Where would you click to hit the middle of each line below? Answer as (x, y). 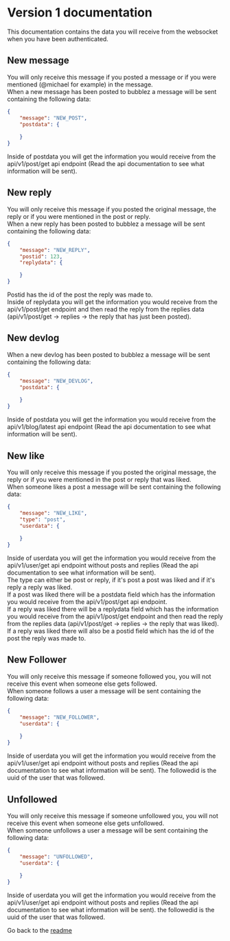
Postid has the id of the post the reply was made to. (80, 295)
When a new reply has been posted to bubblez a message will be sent (106, 224)
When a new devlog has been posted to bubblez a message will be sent (109, 354)
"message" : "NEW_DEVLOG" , (57, 381)
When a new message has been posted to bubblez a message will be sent (112, 91)
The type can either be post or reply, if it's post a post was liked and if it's (111, 580)
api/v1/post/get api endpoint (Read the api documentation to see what (106, 164)
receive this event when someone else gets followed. (82, 684)
